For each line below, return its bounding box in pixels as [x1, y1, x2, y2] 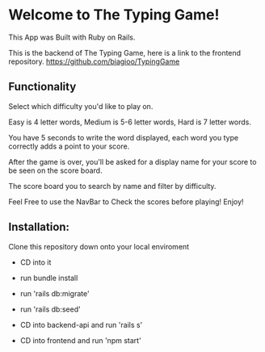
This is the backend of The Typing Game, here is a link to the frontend [8, 48, 241, 57]
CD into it [19, 257, 52, 267]
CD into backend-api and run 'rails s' [19, 320, 143, 329]
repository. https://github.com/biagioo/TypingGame [8, 57, 180, 66]
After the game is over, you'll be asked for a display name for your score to [8, 157, 257, 166]
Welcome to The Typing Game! [8, 6, 220, 24]
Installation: [8, 220, 70, 234]
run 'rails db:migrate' [19, 288, 90, 298]
